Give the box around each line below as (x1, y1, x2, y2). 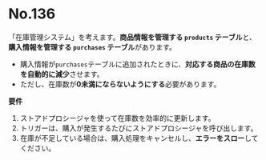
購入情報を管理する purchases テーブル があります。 (8, 42, 176, 52)
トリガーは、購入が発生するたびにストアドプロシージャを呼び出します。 (19, 123, 258, 133)
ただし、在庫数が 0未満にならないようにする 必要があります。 (19, 79, 221, 89)
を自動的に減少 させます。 (19, 69, 104, 78)
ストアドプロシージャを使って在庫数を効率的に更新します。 (19, 113, 216, 122)
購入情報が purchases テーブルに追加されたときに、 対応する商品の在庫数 (19, 59, 256, 69)
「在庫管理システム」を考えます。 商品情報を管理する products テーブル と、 (8, 32, 256, 42)
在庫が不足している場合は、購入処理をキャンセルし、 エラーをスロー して (19, 133, 259, 142)
